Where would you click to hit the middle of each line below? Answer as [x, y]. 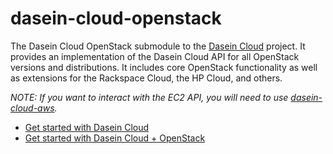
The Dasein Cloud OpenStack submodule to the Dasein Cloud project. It [158, 46]
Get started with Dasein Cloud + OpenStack [115, 138]
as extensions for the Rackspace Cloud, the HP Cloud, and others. [146, 78]
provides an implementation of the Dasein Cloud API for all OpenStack [155, 56]
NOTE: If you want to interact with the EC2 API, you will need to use [149, 97]
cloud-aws [32, 108]
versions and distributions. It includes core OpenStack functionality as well [164, 67]
